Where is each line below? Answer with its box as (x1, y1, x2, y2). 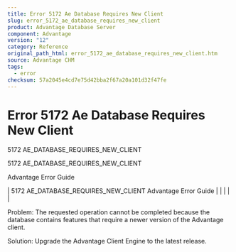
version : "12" (7, 37, 50, 44)
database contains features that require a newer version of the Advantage (7, 216, 224, 224)
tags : (7, 63, 23, 70)
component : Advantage (7, 30, 72, 38)
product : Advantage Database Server (7, 23, 116, 31)
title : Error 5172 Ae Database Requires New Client (7, 10, 163, 18)
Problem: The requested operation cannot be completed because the (7, 208, 210, 217)
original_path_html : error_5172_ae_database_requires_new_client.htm (7, 50, 218, 57)
